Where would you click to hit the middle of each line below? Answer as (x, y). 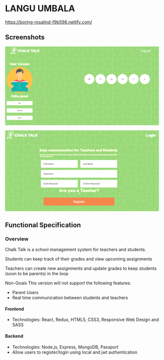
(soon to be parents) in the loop (37, 274)
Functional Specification (43, 225)
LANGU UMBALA (40, 9)
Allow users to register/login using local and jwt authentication (75, 352)
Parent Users (25, 293)
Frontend (15, 309)
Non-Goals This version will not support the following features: (68, 283)
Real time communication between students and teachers (70, 298)
